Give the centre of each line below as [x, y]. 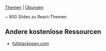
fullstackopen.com [30, 43]
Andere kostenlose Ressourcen [53, 32]
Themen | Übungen [24, 7]
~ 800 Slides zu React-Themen [36, 17]
